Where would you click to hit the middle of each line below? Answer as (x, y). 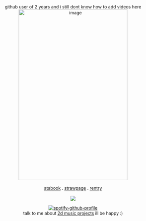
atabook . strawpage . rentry (73, 188)
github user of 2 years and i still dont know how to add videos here (73, 7)
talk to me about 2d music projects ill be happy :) (73, 213)
